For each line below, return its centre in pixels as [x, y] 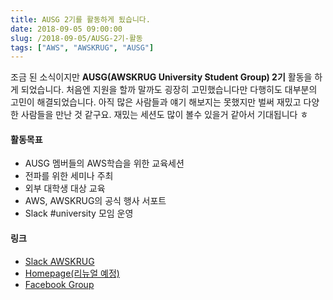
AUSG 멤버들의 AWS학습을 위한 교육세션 [104, 163]
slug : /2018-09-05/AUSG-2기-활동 [76, 38]
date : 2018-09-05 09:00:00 [66, 29]
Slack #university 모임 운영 [79, 213]
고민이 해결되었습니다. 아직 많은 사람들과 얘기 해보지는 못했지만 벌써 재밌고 [156, 102]
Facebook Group [59, 284]
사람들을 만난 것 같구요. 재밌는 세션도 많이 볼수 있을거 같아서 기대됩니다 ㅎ [164, 115]
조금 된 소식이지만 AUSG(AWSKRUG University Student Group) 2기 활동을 [161, 77]
